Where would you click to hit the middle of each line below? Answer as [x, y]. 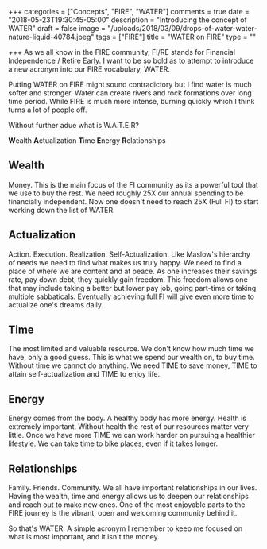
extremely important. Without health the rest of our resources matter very [128, 427]
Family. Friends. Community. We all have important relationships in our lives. [133, 488]
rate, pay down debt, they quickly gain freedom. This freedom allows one [128, 279]
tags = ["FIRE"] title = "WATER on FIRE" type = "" [176, 37]
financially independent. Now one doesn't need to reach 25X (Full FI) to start [133, 201]
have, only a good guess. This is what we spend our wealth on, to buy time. [132, 358]
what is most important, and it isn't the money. [84, 537]
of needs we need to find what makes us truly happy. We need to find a [125, 262]
